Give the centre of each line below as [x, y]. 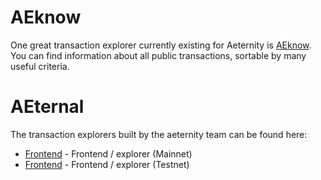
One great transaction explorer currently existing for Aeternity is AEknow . [161, 45]
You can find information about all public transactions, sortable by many [158, 55]
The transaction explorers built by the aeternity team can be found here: [159, 134]
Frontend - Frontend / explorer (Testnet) [107, 164]
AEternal [47, 107]
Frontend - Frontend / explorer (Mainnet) [108, 153]
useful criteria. [40, 66]
